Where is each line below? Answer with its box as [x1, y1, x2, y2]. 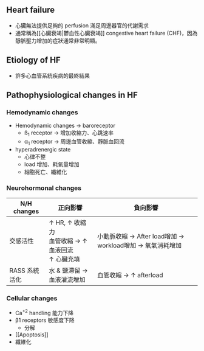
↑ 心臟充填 [49, 255, 80, 263]
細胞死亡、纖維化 [24, 168, 67, 175]
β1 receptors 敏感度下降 [15, 316, 75, 324]
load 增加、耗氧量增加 [24, 161, 80, 168]
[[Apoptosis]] [15, 331, 49, 338]
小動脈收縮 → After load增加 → [97, 232, 185, 241]
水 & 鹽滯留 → [49, 266, 88, 275]
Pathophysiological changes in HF [6, 90, 138, 100]
